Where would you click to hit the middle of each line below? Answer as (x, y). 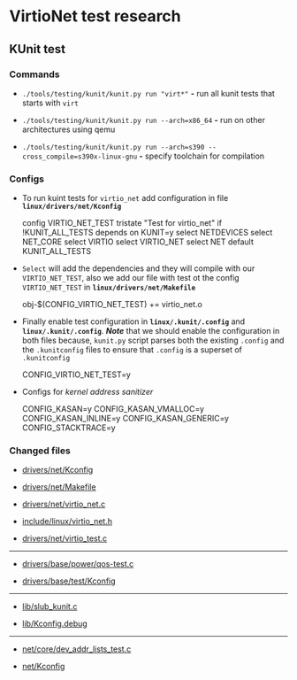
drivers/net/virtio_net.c (64, 504)
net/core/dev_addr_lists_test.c (76, 649)
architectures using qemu (69, 129)
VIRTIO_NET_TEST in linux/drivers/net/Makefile (109, 287)
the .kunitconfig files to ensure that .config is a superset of (132, 350)
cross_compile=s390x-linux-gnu (80, 157)
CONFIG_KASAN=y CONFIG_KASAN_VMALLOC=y (113, 409)
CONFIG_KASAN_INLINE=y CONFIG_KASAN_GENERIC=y (126, 419)
